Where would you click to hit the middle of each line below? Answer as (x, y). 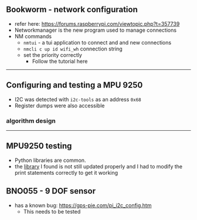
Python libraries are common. (50, 160)
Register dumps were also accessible (60, 106)
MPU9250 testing (39, 146)
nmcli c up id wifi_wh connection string (73, 49)
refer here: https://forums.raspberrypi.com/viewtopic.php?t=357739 (97, 23)
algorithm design (31, 121)
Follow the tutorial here (60, 61)
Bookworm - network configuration (72, 10)
